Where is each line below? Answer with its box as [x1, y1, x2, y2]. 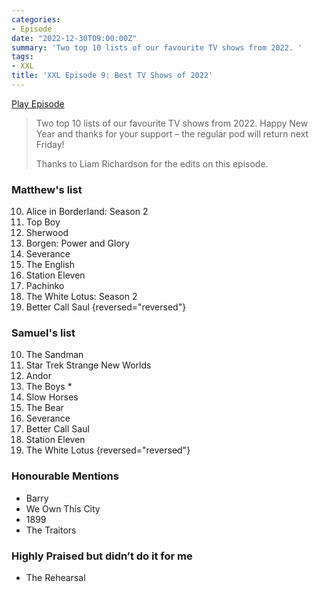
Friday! [35, 138, 65, 150]
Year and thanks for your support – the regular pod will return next [35, 127, 309, 140]
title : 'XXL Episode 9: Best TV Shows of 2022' [11, 71, 214, 81]
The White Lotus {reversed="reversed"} [25, 444, 191, 456]
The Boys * [25, 381, 73, 393]
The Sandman [25, 349, 84, 361]
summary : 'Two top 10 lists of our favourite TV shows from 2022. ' [11, 42, 303, 53]
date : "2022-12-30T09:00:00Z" [11, 33, 138, 43]
